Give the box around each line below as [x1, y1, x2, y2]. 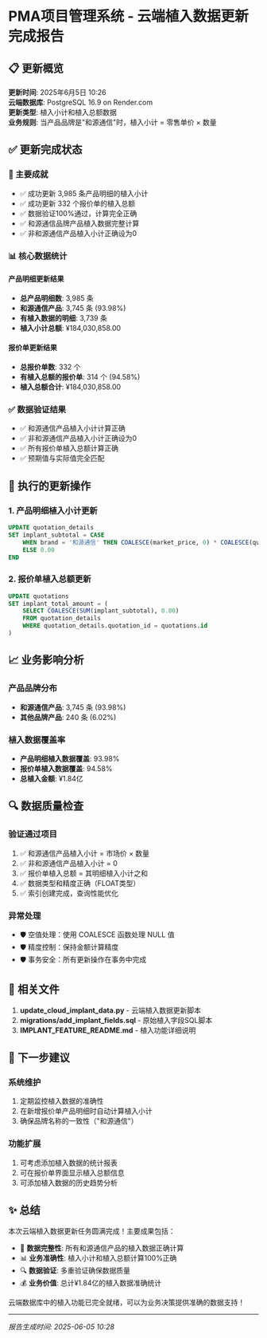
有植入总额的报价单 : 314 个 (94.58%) [19, 372, 141, 382]
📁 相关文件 [8, 982, 60, 997]
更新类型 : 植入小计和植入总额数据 [8, 108, 117, 116]
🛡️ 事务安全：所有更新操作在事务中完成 [19, 954, 147, 964]
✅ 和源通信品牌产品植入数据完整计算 [19, 218, 140, 228]
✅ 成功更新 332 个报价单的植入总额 [19, 199, 136, 208]
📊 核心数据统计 [8, 250, 68, 262]
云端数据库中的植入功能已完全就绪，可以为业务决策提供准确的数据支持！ [8, 1297, 245, 1307]
